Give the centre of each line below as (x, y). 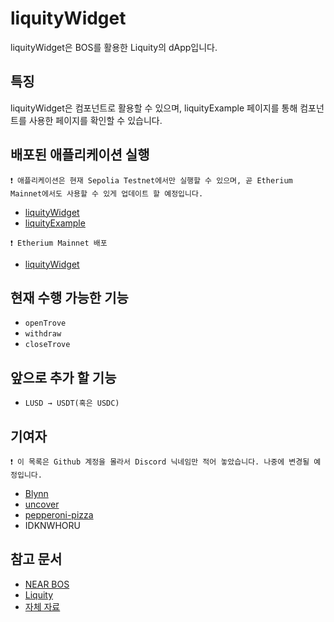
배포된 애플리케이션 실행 (80, 155)
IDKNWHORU (52, 525)
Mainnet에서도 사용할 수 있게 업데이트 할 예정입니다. (107, 193)
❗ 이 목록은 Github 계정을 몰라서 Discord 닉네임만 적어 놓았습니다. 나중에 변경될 (160, 462)
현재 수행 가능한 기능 (69, 297)
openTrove (45, 323)
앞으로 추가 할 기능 (63, 377)
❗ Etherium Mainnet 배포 (59, 243)
